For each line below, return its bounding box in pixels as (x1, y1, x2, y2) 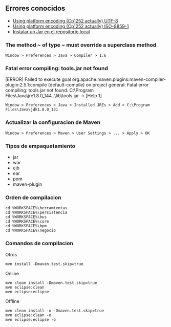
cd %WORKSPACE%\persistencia (5, 210, 68, 215)
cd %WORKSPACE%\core (5, 219, 50, 224)
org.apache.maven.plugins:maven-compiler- (72, 76, 166, 82)
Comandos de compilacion (5, 240, 73, 247)
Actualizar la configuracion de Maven (5, 119, 101, 126)
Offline (5, 298, 19, 304)
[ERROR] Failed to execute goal (5, 76, 71, 82)
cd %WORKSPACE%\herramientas (5, 206, 68, 211)
